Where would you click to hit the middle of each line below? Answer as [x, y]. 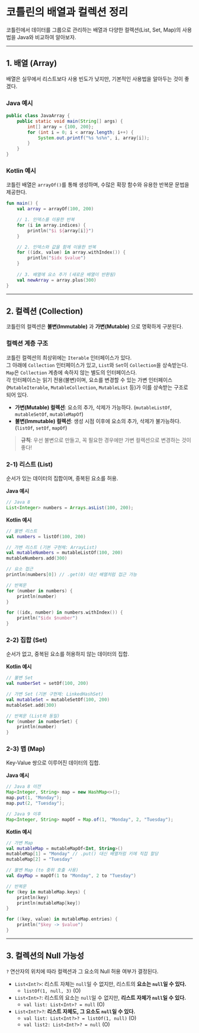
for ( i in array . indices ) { [51, 225]
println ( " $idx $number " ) [47, 618]
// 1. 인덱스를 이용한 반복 [46, 220]
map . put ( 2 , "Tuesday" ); [36, 803]
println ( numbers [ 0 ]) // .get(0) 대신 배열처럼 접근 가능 [72, 574]
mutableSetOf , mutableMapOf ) [49, 414]
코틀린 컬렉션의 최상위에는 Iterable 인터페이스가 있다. [69, 358]
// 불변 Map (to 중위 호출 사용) [42, 870]
